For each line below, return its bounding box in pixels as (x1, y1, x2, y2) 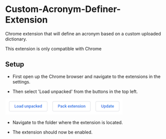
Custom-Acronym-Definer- (5, 3, 121, 15)
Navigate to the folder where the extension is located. (12, 119, 123, 125)
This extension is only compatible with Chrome (5, 45, 101, 51)
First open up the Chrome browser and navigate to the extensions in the (12, 73, 161, 79)
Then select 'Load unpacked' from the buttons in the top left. (12, 88, 138, 94)
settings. (12, 78, 31, 84)
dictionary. (5, 36, 27, 42)
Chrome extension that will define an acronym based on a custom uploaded (5, 30, 161, 36)
